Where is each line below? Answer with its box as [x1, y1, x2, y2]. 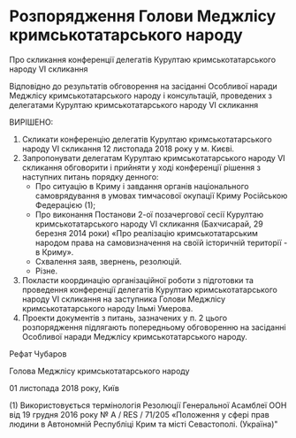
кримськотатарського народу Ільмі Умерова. [21, 303, 194, 313]
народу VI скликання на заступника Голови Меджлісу [21, 294, 226, 304]
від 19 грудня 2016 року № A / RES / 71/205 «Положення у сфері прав [9, 409, 269, 419]
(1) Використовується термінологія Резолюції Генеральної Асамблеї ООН [9, 400, 287, 411]
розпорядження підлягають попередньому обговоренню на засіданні [21, 321, 286, 333]
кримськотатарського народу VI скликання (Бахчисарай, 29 [34, 219, 263, 229]
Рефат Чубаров [9, 348, 67, 359]
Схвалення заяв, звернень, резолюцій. [34, 256, 182, 266]
